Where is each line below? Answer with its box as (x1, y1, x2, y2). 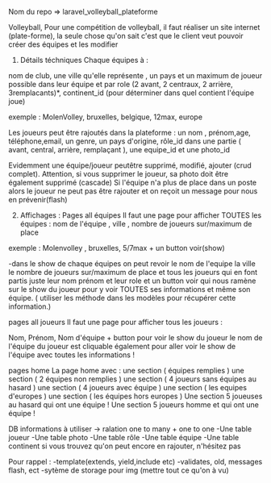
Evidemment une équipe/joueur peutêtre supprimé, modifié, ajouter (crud (8, 160, 252, 170)
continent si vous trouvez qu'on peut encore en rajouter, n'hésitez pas (8, 441, 241, 451)
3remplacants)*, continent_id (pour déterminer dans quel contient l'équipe (8, 88, 255, 98)
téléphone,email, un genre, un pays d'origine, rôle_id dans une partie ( (8, 136, 242, 146)
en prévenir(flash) (8, 195, 68, 204)
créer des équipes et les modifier (8, 40, 119, 49)
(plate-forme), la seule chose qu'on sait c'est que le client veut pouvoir (8, 31, 244, 40)
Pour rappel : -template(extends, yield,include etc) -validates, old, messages (8, 457, 263, 466)
